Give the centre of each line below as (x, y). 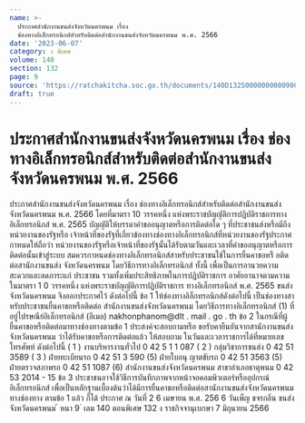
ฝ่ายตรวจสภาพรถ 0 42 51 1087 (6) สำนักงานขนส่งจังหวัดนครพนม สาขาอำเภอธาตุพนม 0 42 (152, 368)
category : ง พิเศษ (40, 52)
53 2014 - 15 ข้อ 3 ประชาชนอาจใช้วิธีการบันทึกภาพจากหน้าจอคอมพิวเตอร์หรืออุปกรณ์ (140, 378)
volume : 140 (32, 60)
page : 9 (24, 77)
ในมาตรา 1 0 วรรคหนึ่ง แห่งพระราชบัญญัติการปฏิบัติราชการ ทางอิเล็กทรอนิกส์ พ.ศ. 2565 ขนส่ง (151, 286)
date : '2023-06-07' (46, 43)
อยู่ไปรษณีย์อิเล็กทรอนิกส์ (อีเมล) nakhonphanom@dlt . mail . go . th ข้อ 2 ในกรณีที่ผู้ (148, 316)
